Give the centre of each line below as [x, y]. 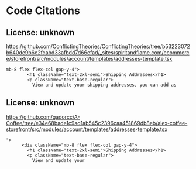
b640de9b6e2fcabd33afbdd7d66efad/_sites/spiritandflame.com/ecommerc [98, 53]
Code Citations [43, 11]
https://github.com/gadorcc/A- [43, 117]
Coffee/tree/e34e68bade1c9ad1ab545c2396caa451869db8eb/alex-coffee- [97, 123]
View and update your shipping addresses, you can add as [104, 85]
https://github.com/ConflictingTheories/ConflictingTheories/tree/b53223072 [98, 46]
